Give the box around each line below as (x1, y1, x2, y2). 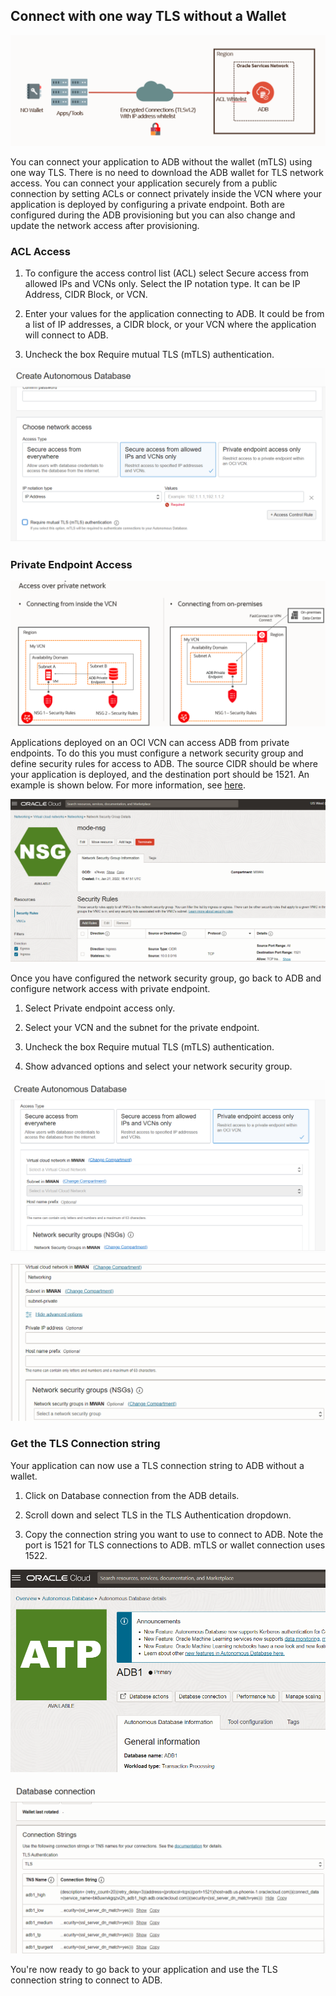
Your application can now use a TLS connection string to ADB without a (10, 1459, 305, 1471)
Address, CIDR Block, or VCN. (24, 289, 148, 301)
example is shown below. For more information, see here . (10, 779, 247, 791)
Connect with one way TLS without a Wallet (10, 8, 287, 25)
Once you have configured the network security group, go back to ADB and (10, 972, 322, 984)
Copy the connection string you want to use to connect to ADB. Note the (24, 1528, 324, 1540)
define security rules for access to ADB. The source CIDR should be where (10, 757, 318, 769)
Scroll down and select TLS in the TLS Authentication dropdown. (24, 1509, 292, 1521)
